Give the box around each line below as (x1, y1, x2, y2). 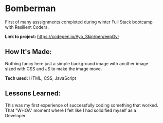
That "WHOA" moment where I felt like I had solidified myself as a (5, 107, 136, 113)
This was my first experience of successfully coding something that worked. (5, 102, 158, 108)
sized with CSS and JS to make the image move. (5, 66, 102, 71)
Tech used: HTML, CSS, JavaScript (5, 75, 76, 81)
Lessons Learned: (5, 89, 61, 98)
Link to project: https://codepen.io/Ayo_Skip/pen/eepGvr (5, 34, 120, 39)
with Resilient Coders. (5, 24, 49, 30)
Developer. (5, 112, 27, 118)
